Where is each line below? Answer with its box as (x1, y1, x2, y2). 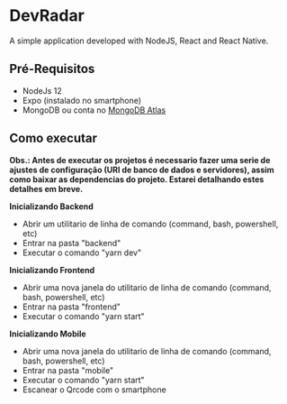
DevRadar (9, 5, 85, 26)
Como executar (9, 131, 97, 146)
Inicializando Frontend (9, 264, 95, 275)
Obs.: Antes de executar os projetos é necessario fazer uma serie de (9, 154, 271, 165)
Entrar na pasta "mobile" (22, 364, 114, 375)
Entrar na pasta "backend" (22, 237, 121, 248)
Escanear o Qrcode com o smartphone (22, 384, 166, 395)
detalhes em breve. (9, 183, 84, 194)
